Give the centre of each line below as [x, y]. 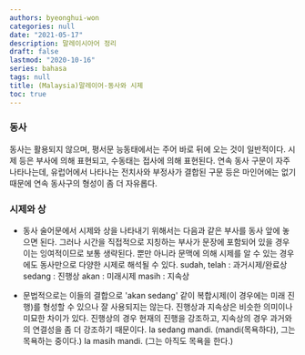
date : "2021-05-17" [46, 35]
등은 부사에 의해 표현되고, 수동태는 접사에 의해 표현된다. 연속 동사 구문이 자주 [155, 160]
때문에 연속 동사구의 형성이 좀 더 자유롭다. [83, 183]
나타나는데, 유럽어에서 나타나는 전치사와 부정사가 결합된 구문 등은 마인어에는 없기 [153, 172]
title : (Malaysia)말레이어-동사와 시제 [76, 86]
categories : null [42, 26]
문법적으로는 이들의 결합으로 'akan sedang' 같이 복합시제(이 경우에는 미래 [154, 296]
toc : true [28, 94]
